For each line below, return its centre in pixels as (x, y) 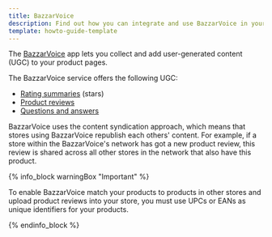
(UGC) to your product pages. (58, 62)
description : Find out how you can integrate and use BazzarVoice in (128, 23)
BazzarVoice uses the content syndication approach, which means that (127, 127)
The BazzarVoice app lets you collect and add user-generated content (125, 54)
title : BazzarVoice (41, 16)
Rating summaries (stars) (62, 94)
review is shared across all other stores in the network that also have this (130, 152)
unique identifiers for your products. (69, 209)
